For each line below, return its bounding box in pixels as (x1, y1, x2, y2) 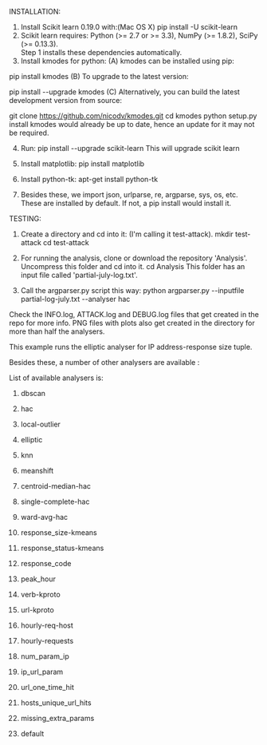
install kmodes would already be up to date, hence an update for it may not (9, 120, 255, 129)
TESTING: (9, 214, 42, 223)
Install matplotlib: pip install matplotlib (20, 159, 145, 168)
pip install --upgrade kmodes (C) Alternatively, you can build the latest (9, 87, 240, 97)
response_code (20, 559, 72, 568)
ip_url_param (20, 667, 64, 676)
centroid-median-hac (20, 481, 91, 490)
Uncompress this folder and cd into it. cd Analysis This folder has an (20, 262, 245, 271)
